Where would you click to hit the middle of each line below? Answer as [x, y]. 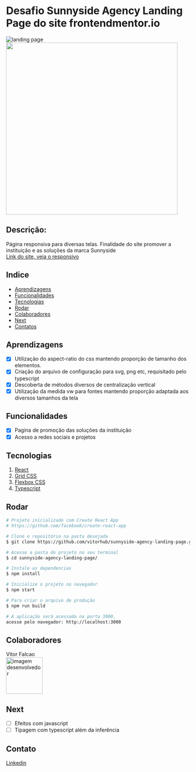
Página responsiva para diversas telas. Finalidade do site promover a [89, 244]
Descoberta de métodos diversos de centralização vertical [85, 384]
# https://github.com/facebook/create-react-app [66, 526]
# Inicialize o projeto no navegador [52, 585]
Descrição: [26, 230]
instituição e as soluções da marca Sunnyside [61, 250]
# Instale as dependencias [39, 568]
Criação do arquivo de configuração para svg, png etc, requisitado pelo [100, 372]
